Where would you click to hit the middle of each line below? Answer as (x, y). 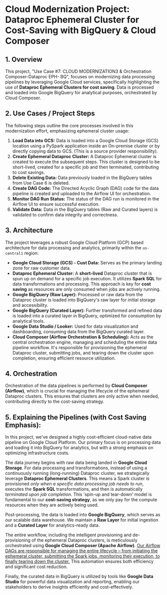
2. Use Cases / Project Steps (50, 113)
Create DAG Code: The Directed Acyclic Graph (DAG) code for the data (85, 188)
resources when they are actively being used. (52, 505)
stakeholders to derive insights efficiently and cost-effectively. (69, 587)
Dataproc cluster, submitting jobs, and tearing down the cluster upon (83, 353)
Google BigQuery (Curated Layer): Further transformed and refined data (87, 310)
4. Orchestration (31, 374)
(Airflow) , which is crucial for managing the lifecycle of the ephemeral (77, 391)
